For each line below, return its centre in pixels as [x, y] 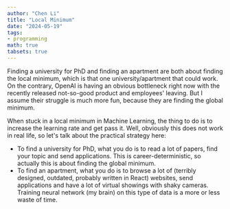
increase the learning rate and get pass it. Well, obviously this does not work [115, 128]
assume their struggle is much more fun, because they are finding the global [115, 100]
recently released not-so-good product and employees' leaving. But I [105, 93]
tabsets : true [27, 52]
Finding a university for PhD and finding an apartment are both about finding [115, 71]
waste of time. [37, 199]
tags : [15, 33]
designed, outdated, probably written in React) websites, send [105, 177]
